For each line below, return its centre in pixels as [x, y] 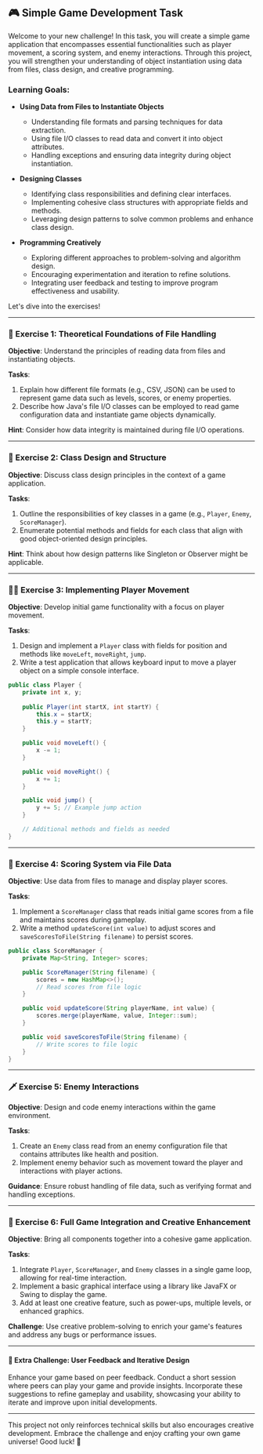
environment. [29, 1115]
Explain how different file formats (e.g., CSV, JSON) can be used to [127, 390]
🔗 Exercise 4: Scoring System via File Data [90, 864]
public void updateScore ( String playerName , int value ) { [119, 1008]
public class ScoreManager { [56, 951]
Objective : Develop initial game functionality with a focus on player [116, 607]
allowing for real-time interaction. [73, 1278]
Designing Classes [50, 179]
